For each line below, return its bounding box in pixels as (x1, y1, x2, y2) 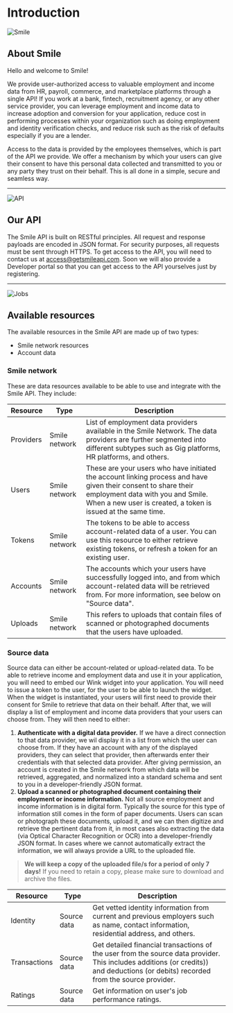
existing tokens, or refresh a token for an (85, 544, 218, 553)
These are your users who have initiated (85, 463, 216, 473)
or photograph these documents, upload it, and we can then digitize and (17, 817, 224, 825)
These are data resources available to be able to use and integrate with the (7, 381, 221, 390)
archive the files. (24, 874, 72, 883)
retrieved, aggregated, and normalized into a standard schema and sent (17, 772, 223, 781)
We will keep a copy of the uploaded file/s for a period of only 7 (24, 860, 210, 868)
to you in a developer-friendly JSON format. (17, 780, 143, 788)
